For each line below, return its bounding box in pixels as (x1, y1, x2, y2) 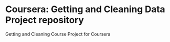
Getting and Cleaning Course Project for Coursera (5, 31, 111, 37)
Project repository (5, 14, 84, 26)
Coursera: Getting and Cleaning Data (5, 4, 165, 15)
